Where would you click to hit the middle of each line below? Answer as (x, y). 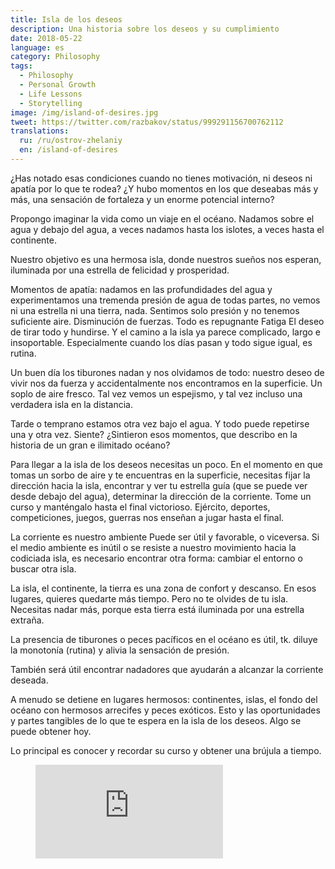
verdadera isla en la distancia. (71, 404)
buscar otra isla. (43, 568)
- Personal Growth (58, 85)
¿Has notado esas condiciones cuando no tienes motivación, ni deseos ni (161, 178)
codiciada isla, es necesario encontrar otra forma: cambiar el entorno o (156, 558)
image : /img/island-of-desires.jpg (84, 112)
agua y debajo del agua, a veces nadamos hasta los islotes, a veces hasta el (167, 229)
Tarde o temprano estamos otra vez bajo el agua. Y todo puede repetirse (160, 423)
